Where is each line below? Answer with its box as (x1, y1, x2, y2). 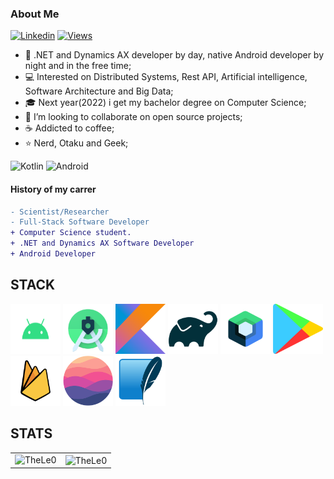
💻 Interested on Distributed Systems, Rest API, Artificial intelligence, (24, 71, 308, 83)
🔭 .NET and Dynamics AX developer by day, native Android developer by (24, 49, 325, 61)
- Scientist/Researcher (10, 207, 110, 217)
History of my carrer (10, 183, 97, 195)
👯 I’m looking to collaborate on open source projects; (24, 111, 243, 123)
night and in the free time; (24, 60, 132, 72)
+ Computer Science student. (10, 228, 132, 238)
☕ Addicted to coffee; (24, 122, 115, 134)
